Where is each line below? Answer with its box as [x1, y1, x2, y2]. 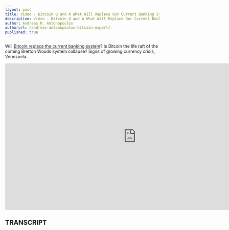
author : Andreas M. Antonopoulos [5, 21, 73, 26]
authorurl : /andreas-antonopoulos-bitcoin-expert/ [5, 25, 111, 30]
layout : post [5, 7, 32, 12]
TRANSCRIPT [5, 218, 47, 227]
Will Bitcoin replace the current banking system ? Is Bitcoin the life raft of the [5, 43, 158, 49]
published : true [5, 30, 38, 35]
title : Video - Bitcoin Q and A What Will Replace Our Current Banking [5, 12, 154, 17]
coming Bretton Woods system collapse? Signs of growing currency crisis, [5, 48, 155, 54]
